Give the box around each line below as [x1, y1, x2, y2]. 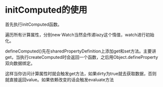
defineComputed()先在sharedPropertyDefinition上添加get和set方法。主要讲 [5, 48, 157, 54]
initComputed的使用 [5, 4, 88, 16]
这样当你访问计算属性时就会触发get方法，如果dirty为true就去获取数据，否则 [5, 70, 157, 76]
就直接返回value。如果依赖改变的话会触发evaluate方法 [5, 76, 114, 83]
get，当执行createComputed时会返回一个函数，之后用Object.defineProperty [5, 54, 158, 60]
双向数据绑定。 [5, 60, 35, 66]
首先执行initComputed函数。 [5, 21, 62, 27]
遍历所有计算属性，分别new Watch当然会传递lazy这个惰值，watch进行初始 [5, 32, 155, 37]
